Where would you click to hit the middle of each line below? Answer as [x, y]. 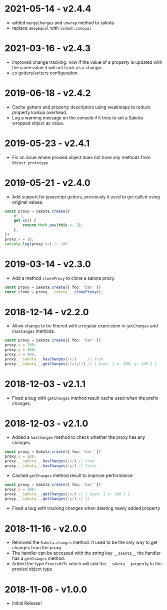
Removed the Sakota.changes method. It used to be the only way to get [85, 542]
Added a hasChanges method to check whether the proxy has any [78, 437]
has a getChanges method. [38, 558]
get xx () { [25, 221]
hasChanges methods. [33, 331]
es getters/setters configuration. [45, 73]
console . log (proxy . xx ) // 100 [36, 244]
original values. [27, 202]
